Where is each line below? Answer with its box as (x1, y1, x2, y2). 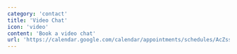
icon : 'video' (7, 23, 49, 30)
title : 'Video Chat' (7, 17, 68, 24)
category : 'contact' (7, 10, 68, 18)
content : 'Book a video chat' (7, 29, 97, 37)
